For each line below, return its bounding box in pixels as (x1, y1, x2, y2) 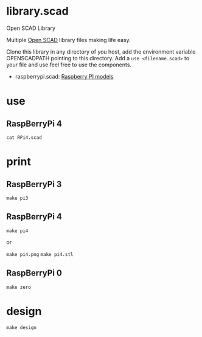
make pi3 (6, 195, 29, 201)
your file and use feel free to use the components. (6, 61, 132, 68)
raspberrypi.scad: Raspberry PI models (15, 73, 114, 80)
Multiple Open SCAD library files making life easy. (6, 36, 131, 43)
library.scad (6, 4, 69, 18)
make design (6, 324, 37, 330)
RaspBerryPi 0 (6, 268, 62, 278)
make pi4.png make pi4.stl (6, 251, 74, 257)
